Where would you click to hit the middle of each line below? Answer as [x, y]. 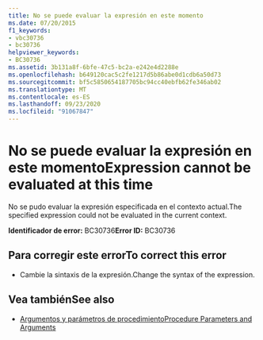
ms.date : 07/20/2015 [42, 23]
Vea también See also [61, 300]
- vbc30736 [26, 38]
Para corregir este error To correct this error [118, 255]
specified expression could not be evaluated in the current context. [118, 214]
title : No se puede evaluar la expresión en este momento [106, 15]
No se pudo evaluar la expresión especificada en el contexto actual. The [125, 207]
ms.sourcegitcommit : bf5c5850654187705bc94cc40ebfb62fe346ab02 [115, 82]
